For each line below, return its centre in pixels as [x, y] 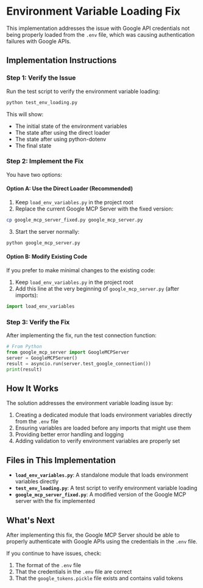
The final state [33, 146]
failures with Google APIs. [39, 41]
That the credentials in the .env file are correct [73, 571]
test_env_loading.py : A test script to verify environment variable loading [106, 488]
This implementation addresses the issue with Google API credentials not [98, 28]
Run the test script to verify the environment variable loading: [83, 91]
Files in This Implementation [61, 460]
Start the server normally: [47, 231]
